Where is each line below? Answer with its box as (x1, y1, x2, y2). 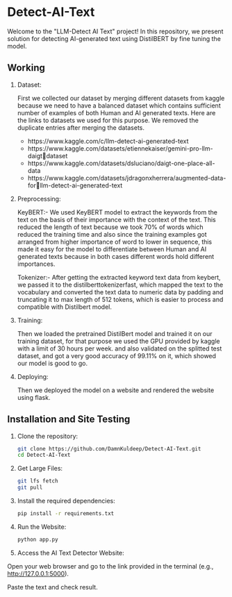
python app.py (17, 536, 58, 543)
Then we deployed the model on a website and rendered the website (17, 386, 215, 394)
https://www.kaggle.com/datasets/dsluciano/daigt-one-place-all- (27, 159, 215, 167)
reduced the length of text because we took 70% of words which (17, 223, 204, 231)
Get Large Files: (17, 464, 63, 473)
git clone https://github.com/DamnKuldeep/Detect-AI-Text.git (17, 445, 201, 452)
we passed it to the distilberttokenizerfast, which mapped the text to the (17, 280, 224, 289)
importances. (17, 260, 56, 268)
